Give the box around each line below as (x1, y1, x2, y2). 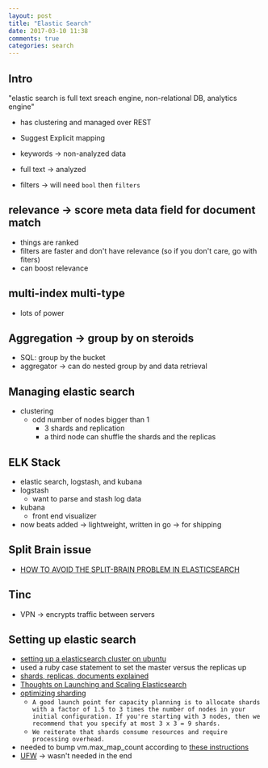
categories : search (8, 42, 74, 50)
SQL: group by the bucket (19, 353, 107, 363)
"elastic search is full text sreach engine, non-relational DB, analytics (8, 93, 237, 103)
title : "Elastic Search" (8, 19, 92, 27)
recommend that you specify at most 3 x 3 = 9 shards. (31, 720, 220, 728)
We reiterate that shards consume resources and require (31, 728, 228, 737)
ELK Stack (8, 455, 61, 469)
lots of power (19, 308, 65, 317)
